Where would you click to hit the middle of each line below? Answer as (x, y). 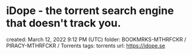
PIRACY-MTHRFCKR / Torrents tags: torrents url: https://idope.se (86, 46)
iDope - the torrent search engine (90, 11)
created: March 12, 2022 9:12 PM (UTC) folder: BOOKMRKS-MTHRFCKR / (96, 39)
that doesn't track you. (64, 23)
